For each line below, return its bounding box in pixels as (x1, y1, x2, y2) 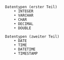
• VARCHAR (14, 13, 34, 18)
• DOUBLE (14, 26, 32, 30)
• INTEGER (14, 9, 34, 14)
